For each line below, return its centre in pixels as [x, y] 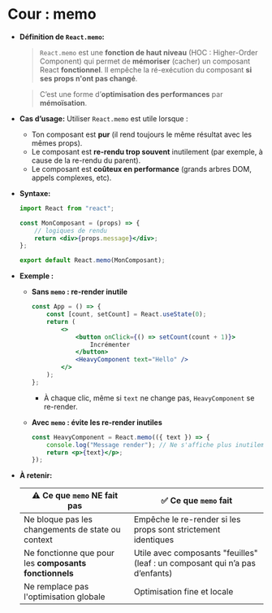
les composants [55, 563]
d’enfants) [153, 573]
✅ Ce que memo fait [197, 501]
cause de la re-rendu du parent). [86, 160]
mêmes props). [57, 142]
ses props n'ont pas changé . [89, 78]
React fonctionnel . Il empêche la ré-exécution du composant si [146, 69]
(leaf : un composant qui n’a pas [195, 563]
